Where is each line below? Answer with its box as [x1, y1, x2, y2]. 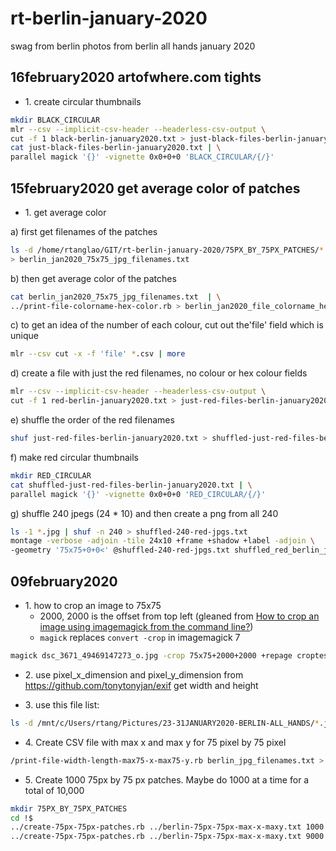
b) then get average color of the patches [10, 272, 177, 284]
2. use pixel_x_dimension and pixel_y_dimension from [24, 668, 244, 681]
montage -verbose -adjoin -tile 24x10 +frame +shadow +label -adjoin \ [10, 536, 315, 546]
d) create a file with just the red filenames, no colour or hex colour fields [10, 367, 308, 379]
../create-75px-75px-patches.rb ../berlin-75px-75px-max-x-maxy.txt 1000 [10, 822, 325, 832]
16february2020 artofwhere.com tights [10, 69, 262, 86]
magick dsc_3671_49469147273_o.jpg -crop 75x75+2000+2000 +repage [10, 651, 293, 661]
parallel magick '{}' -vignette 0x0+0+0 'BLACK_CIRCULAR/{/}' [10, 152, 275, 162]
